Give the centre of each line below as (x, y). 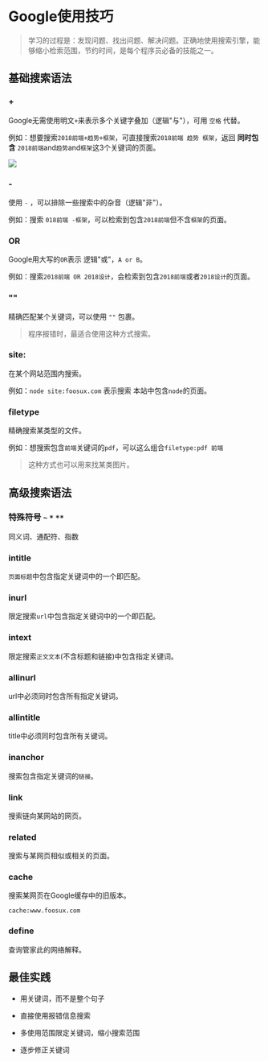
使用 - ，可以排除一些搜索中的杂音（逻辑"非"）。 (87, 202)
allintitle (24, 717)
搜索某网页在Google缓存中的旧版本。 (69, 895)
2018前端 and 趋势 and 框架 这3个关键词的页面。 (89, 147)
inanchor (26, 758)
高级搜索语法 (40, 492)
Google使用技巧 (61, 17)
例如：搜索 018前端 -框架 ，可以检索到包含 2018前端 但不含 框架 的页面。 (120, 219)
